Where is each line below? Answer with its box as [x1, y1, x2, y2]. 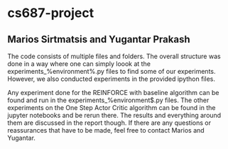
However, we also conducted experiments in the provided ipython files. [7, 74, 215, 83]
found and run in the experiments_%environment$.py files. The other [7, 96, 210, 104]
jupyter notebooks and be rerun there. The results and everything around [7, 111, 222, 119]
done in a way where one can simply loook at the [7, 60, 151, 68]
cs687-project [7, 5, 94, 21]
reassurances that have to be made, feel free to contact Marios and [7, 126, 205, 134]
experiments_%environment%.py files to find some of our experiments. [7, 67, 216, 75]
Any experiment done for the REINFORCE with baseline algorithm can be [7, 89, 219, 96]
